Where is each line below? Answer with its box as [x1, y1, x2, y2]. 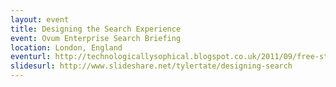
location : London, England [10, 42, 123, 53]
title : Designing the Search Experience [10, 24, 182, 34]
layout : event [10, 14, 70, 25]
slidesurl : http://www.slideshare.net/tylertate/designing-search [10, 61, 293, 71]
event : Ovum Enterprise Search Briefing [10, 33, 182, 43]
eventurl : [10, 52, 52, 62]
